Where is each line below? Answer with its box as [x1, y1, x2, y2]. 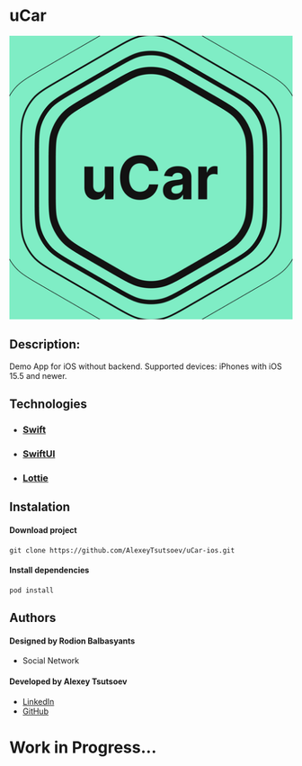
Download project [9, 524, 78, 536]
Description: [9, 337, 81, 352]
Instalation [9, 500, 70, 515]
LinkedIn [22, 696, 55, 707]
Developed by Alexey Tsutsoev [9, 676, 128, 687]
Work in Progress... [9, 737, 157, 757]
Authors [9, 610, 57, 626]
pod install [9, 586, 54, 595]
